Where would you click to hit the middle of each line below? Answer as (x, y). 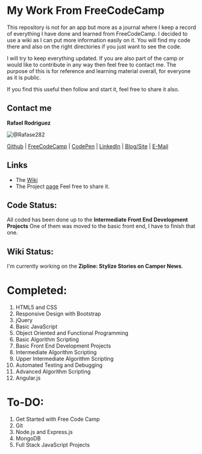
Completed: (37, 290)
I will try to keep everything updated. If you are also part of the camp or (96, 58)
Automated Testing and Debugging (59, 365)
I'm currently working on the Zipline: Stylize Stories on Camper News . (95, 266)
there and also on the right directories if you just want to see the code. (94, 47)
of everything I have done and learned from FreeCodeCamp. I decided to (97, 33)
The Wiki (27, 180)
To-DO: (25, 402)
